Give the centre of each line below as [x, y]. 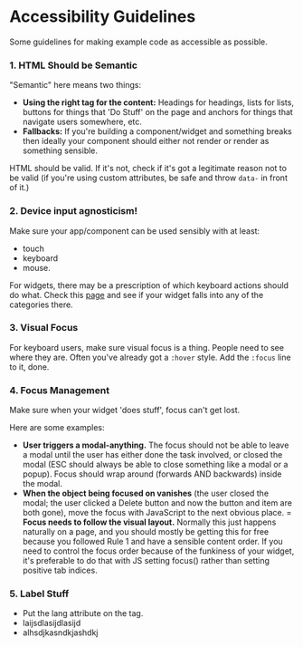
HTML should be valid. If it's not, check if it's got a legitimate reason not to [148, 169]
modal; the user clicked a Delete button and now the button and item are [157, 503]
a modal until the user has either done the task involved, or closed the [152, 455]
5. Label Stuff [39, 594]
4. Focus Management [60, 390]
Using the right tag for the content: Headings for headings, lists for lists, [158, 102]
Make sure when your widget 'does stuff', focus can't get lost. [125, 410]
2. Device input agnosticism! [74, 211]
